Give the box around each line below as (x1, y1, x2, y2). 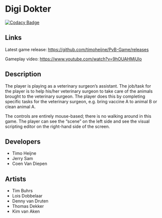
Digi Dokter (5, 3, 51, 15)
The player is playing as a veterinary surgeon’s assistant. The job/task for (5, 83, 151, 89)
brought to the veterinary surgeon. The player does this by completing (5, 93, 146, 99)
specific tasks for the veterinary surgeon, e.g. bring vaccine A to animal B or (5, 98, 158, 104)
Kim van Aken (12, 208, 40, 215)
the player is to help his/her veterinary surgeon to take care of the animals (5, 88, 153, 94)
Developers (5, 137, 41, 145)
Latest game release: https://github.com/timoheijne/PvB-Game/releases (5, 46, 149, 52)
